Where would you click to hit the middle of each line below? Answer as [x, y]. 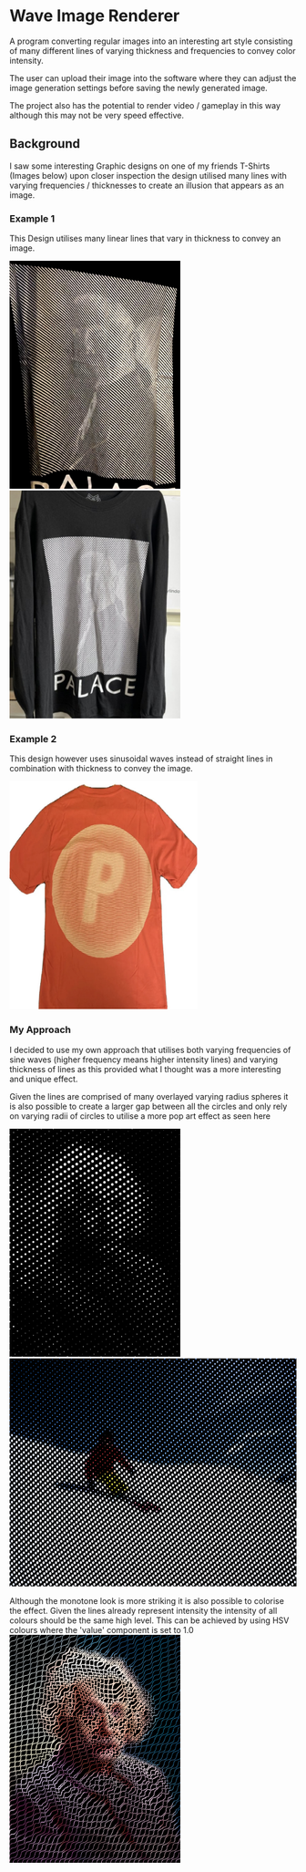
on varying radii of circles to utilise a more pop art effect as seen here [140, 1116]
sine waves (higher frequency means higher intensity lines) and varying [144, 1060]
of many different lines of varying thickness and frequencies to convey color [153, 50]
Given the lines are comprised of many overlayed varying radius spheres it [149, 1096]
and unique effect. [44, 1079]
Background [45, 144]
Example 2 [33, 739]
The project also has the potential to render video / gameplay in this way [145, 105]
